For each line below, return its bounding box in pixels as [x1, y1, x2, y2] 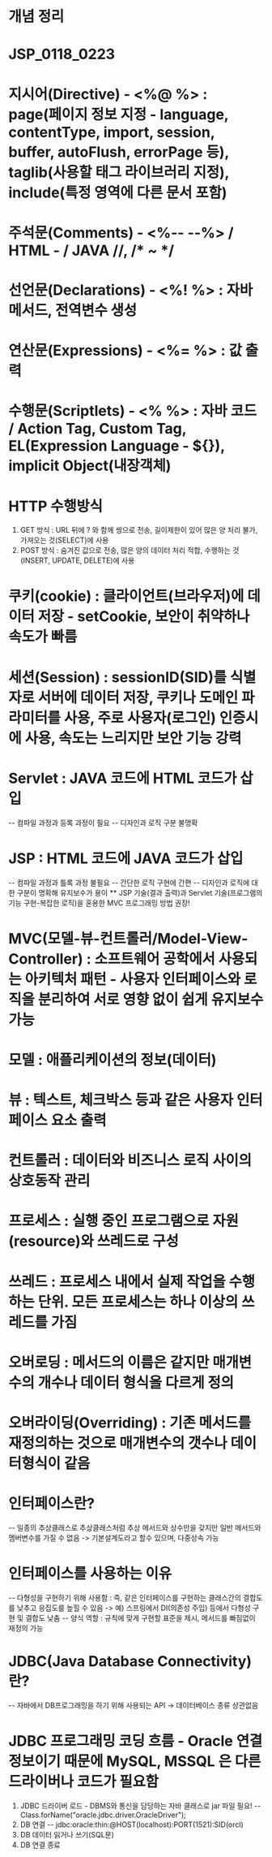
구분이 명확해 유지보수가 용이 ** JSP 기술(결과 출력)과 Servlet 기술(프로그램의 [16, 887, 263, 897]
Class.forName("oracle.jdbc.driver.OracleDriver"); [19, 1810, 186, 1820]
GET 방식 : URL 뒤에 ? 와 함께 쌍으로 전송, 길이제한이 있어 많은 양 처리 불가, [19, 525, 258, 535]
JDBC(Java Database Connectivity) [8, 1652, 253, 1671]
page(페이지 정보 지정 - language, [8, 105, 229, 123]
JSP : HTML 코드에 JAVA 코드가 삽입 [8, 849, 244, 867]
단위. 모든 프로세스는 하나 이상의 [37, 1293, 239, 1311]
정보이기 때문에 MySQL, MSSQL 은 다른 [8, 1752, 261, 1770]
